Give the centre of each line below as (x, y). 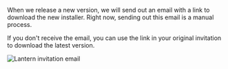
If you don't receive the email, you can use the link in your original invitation (114, 38)
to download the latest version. (51, 45)
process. (20, 24)
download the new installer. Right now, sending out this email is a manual (111, 17)
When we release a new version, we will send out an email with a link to (108, 10)
